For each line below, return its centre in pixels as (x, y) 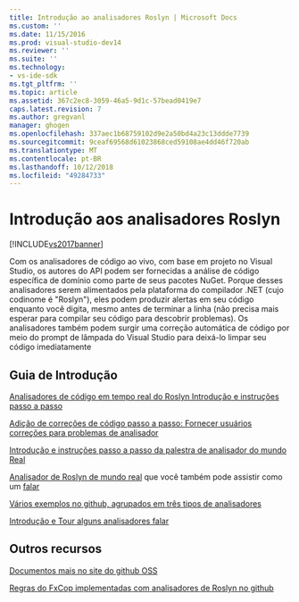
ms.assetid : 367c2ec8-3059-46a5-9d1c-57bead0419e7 (105, 100)
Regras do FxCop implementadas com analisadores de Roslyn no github (141, 588)
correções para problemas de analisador (84, 433)
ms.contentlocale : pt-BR (55, 159)
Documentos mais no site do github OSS (83, 570)
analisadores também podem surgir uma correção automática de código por (149, 328)
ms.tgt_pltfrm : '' (43, 84)
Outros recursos (56, 549)
